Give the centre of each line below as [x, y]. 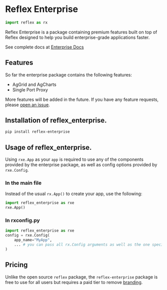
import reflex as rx [27, 22]
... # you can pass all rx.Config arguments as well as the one [82, 245]
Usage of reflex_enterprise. [48, 147]
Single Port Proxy [30, 90]
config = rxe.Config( [28, 236]
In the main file [23, 183]
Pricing [17, 265]
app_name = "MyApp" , [33, 240]
